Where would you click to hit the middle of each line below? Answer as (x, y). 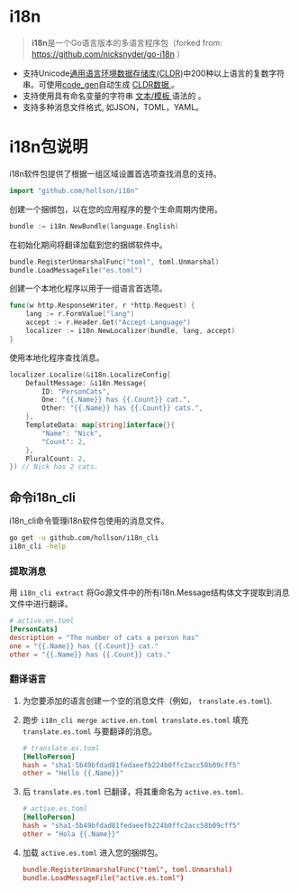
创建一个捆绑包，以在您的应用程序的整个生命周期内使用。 (116, 209)
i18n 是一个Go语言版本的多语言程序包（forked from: (127, 42)
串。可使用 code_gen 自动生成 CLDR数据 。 (101, 84)
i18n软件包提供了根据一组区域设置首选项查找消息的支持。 (116, 173)
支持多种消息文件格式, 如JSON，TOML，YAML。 (113, 107)
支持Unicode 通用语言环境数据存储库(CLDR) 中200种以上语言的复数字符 (154, 73)
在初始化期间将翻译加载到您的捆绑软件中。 (88, 245)
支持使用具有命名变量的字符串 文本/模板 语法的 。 (114, 96)
